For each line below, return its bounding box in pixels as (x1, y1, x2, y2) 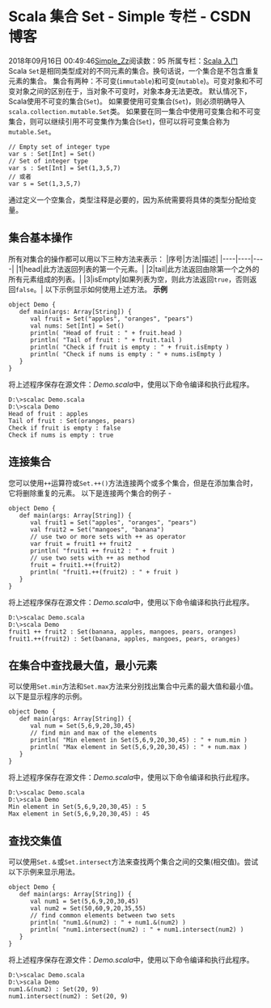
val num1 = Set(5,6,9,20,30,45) (29, 897, 139, 906)
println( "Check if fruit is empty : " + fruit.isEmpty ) (29, 343, 230, 351)
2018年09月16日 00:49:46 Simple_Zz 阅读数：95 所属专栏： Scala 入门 (8, 56, 239, 66)
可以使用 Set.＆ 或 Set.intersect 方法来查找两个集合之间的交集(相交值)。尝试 (8, 857, 259, 866)
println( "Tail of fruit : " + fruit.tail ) (29, 336, 183, 344)
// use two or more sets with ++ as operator (29, 532, 186, 540)
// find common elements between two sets (29, 912, 176, 920)
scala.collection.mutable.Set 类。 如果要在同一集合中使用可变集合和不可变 (8, 106, 261, 116)
